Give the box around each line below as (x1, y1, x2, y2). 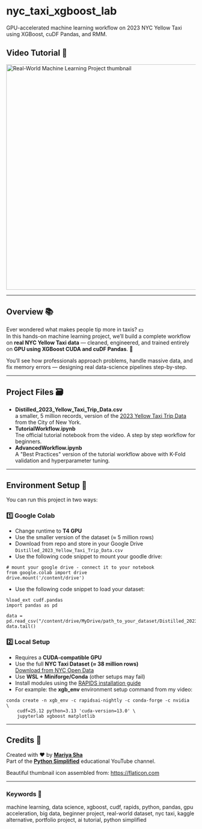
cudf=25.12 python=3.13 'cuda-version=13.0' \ (17, 708, 136, 714)
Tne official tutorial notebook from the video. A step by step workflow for (14, 432, 195, 439)
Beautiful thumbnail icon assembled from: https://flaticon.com (6, 769, 160, 776)
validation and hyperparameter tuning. (14, 457, 110, 464)
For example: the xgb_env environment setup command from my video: (14, 685, 193, 693)
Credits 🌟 (6, 735, 42, 745)
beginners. (14, 438, 42, 445)
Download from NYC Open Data (14, 666, 94, 674)
